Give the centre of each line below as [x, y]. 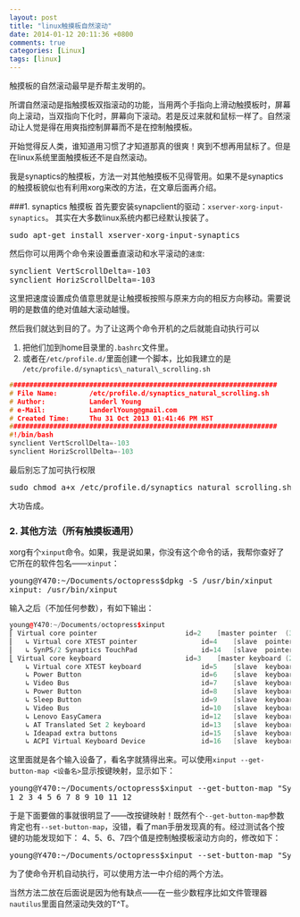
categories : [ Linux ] [48, 51]
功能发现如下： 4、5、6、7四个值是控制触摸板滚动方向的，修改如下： [153, 838]
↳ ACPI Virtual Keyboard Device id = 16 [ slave [141, 742]
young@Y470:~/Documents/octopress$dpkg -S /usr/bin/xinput [142, 581]
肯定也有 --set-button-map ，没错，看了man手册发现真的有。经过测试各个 [143, 827]
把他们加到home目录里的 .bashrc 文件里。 [98, 347]
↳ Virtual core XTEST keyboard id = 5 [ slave [141, 667]
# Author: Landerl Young [75, 402]
